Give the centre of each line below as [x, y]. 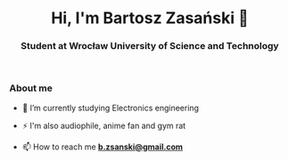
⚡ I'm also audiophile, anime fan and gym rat [104, 125]
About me [31, 88]
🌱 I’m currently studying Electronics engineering [110, 108]
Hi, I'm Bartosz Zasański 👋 [150, 18]
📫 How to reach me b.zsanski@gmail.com [103, 147]
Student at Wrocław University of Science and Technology [150, 46]
